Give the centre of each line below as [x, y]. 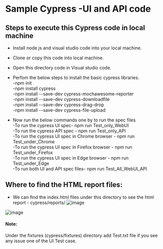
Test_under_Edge [31, 163]
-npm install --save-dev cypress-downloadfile [61, 99]
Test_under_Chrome [34, 142]
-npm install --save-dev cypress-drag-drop [58, 105]
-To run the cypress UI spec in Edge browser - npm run [71, 158]
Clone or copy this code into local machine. [58, 58]
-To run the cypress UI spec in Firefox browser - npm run [72, 147]
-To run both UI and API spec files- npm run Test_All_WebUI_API [80, 169]
